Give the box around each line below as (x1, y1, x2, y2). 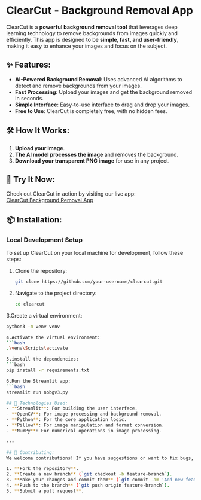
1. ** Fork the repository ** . (6, 466, 79, 472)
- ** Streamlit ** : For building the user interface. (6, 406, 138, 411)
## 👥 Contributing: (6, 449, 55, 455)
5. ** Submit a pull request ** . (6, 488, 84, 494)
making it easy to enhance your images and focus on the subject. (6, 42, 167, 50)
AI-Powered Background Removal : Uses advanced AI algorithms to (14, 75, 182, 83)
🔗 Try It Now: (6, 174, 56, 184)
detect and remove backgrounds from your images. (14, 82, 142, 89)
